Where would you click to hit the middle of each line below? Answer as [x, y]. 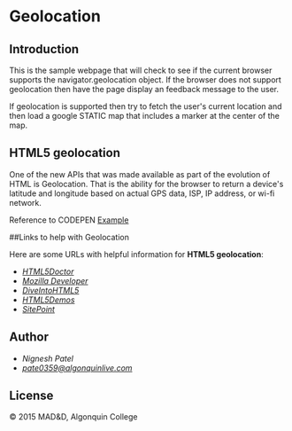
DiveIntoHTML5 [50, 290]
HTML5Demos [48, 300]
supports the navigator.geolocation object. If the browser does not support [145, 80]
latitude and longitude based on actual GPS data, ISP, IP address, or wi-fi [142, 193]
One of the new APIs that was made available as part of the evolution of [140, 174]
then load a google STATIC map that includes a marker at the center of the [145, 116]
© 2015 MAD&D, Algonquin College [73, 417]
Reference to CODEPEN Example [69, 220]
